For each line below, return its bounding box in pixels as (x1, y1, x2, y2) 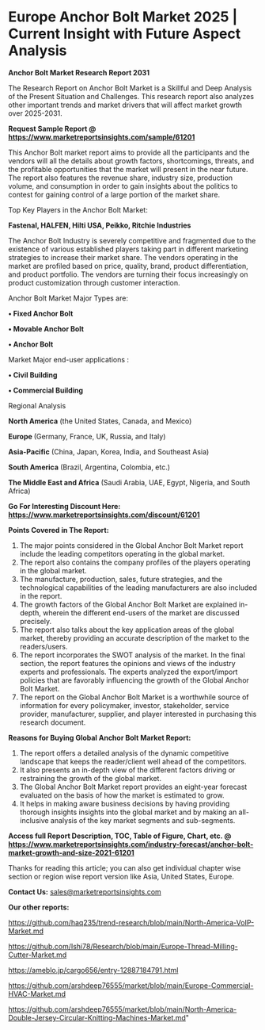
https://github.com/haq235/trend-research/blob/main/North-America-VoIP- (8, 917, 255, 927)
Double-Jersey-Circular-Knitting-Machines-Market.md (8, 1013, 186, 1022)
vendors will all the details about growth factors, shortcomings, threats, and (8, 155, 255, 166)
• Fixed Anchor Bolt (8, 308, 74, 318)
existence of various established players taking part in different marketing (8, 244, 248, 254)
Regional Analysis (8, 400, 66, 410)
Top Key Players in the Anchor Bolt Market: (8, 205, 148, 214)
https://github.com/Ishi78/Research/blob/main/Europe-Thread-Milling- (8, 941, 239, 951)
